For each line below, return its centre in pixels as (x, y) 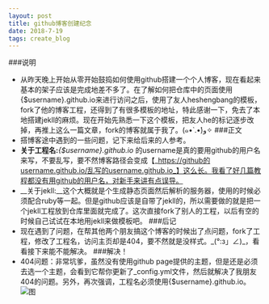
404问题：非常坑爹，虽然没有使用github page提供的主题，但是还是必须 (139, 262)
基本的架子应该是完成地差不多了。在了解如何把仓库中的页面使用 (126, 90)
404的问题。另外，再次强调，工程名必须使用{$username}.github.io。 (135, 282)
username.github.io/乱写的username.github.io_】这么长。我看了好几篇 (137, 171)
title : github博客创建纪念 (50, 23)
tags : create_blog (39, 38)
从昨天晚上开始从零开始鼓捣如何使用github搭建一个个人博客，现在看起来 (140, 80)
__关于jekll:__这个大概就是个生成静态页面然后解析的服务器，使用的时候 (137, 191)
